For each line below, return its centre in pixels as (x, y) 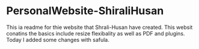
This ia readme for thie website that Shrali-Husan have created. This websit (99, 27)
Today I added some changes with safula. (58, 40)
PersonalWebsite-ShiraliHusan (85, 11)
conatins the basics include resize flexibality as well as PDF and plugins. (96, 33)
